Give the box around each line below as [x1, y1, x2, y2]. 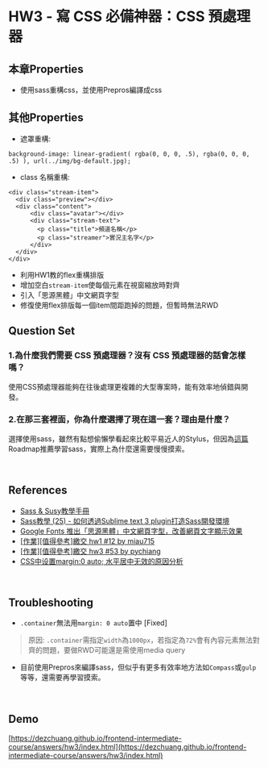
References [8, 483, 68, 497]
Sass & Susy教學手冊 [19, 506, 90, 515]
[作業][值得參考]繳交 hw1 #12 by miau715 [19, 536, 155, 545]
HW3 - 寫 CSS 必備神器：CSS [8, 7, 205, 26]
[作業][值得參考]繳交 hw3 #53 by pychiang [19, 546, 161, 556]
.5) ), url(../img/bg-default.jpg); [8, 157, 131, 165]
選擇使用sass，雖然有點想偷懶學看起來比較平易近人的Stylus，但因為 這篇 [8, 433, 249, 444]
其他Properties [8, 111, 84, 125]
